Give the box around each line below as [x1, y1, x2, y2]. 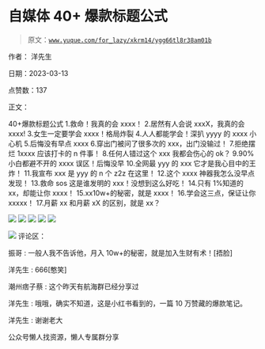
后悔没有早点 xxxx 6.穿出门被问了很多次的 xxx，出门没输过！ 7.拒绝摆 [29, 138, 256, 148]
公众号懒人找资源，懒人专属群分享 [8, 332, 119, 341]
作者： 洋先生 [8, 51, 52, 61]
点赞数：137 [8, 85, 47, 95]
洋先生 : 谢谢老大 [8, 315, 63, 324]
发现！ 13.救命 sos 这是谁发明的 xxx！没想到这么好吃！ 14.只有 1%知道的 [8, 178, 244, 188]
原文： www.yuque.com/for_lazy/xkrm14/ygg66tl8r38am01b [27, 35, 212, 44]
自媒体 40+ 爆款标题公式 [8, 7, 168, 25]
